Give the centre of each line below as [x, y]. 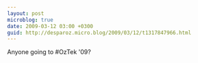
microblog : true [30, 20]
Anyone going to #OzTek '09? [49, 52]
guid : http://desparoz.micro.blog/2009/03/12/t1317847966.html [99, 33]
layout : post [26, 13]
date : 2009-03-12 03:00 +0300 [50, 26]
